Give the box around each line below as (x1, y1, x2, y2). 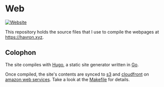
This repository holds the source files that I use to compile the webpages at (5, 29, 160, 35)
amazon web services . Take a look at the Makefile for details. (5, 76, 130, 82)
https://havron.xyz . (5, 34, 44, 40)
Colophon (5, 48, 36, 57)
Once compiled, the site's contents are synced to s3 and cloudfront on (5, 71, 150, 77)
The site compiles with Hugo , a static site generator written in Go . (5, 61, 139, 67)
